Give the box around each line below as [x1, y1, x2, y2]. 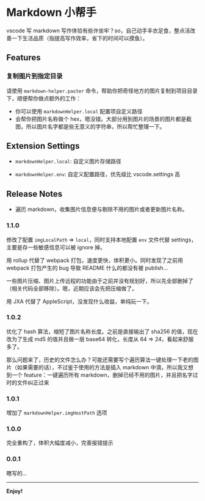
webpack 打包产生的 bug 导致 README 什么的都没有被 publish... [6, 264, 168, 271]
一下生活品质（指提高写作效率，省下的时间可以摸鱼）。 [11, 34, 148, 41]
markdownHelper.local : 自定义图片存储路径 [15, 158, 121, 165]
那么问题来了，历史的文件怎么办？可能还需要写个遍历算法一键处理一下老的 [6, 356, 193, 363]
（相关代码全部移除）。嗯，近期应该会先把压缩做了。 [6, 285, 137, 292]
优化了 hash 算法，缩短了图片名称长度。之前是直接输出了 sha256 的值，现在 [6, 327, 198, 335]
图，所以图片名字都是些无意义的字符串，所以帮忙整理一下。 [15, 123, 165, 130]
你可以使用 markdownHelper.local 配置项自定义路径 [15, 107, 143, 115]
